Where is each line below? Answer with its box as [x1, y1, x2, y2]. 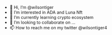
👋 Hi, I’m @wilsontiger [9, 5, 54, 10]
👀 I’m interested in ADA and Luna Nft [9, 9, 83, 15]
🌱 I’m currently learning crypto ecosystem [9, 15, 94, 20]
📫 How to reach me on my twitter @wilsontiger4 [9, 25, 108, 30]
